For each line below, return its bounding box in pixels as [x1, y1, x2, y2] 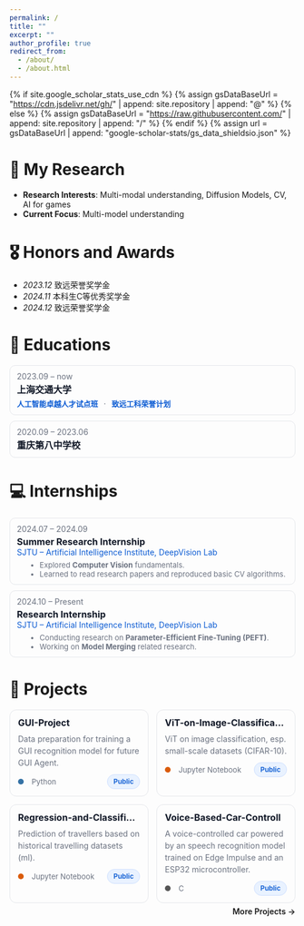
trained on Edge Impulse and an [164, 852, 284, 862]
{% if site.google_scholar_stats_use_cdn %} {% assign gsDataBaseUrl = [9, 88, 279, 100]
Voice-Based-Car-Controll [164, 811, 281, 823]
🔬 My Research [9, 160, 125, 180]
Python [31, 776, 57, 786]
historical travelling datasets [17, 840, 123, 851]
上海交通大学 [16, 383, 73, 396]
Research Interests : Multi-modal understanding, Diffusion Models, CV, [22, 189, 288, 200]
